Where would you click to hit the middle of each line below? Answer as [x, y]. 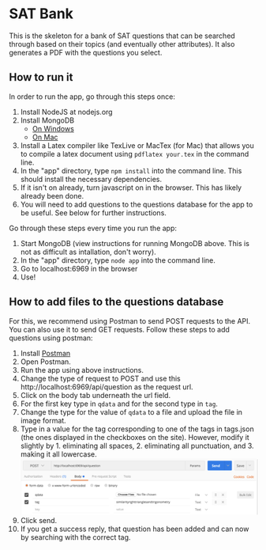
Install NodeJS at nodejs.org [66, 112]
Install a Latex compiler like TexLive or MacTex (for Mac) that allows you [137, 145]
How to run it [41, 77]
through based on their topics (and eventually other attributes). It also [122, 44]
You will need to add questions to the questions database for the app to [137, 204]
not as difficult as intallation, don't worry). [88, 252]
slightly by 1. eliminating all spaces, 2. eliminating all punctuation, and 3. [137, 446]
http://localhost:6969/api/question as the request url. [107, 387]
